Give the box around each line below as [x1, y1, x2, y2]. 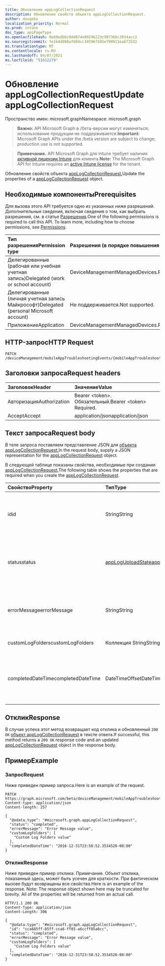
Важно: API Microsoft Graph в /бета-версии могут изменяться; [17, 125, 149, 131]
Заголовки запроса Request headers [5, 369, 121, 377]
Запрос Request [5, 771, 44, 778]
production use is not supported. [17, 141, 83, 147]
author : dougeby [5, 16, 38, 21]
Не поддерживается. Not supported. [70, 301, 155, 308]
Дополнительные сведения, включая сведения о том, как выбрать [5, 209, 146, 214]
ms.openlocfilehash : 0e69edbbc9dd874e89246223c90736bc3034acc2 [5, 35, 137, 40]
